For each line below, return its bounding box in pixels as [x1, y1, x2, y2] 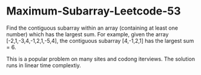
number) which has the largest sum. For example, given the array [6, 30, 169, 37]
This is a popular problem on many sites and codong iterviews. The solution [6, 55, 196, 62]
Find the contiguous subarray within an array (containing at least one [6, 24, 179, 31]
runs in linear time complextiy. [6, 62, 82, 69]
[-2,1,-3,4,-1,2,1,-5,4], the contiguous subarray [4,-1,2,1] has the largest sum [6, 37, 194, 44]
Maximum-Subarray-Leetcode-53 [6, 4, 181, 18]
